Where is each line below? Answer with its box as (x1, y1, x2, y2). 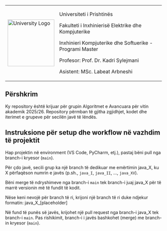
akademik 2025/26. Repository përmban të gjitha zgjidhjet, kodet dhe (5, 108, 147, 114)
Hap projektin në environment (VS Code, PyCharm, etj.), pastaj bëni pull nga (5, 149, 161, 155)
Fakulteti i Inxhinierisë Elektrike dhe (59, 22, 142, 29)
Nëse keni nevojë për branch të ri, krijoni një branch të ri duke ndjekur (5, 194, 148, 200)
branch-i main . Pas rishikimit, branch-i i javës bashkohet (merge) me (5, 215, 144, 221)
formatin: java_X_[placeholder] (5, 200, 68, 206)
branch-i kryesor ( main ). (5, 155, 54, 161)
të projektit (5, 136, 40, 145)
